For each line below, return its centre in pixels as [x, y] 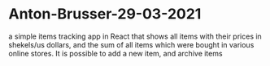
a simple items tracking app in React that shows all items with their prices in [135, 36]
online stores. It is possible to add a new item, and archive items [115, 53]
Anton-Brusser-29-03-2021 [105, 14]
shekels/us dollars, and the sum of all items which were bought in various [131, 44]
